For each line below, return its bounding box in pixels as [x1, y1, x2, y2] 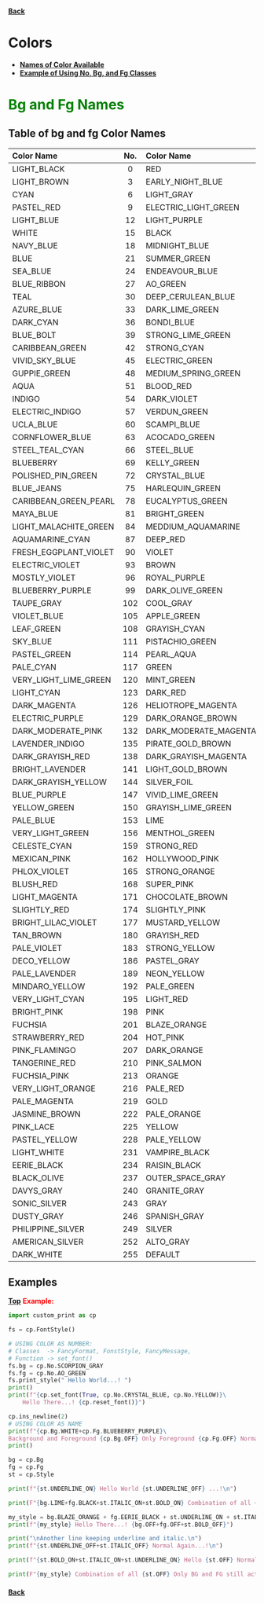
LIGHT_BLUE [12, 215, 60, 226]
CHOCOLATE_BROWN [145, 891, 229, 902]
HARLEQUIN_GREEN [145, 483, 222, 494]
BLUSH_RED [12, 879, 58, 890]
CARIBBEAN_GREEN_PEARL [12, 495, 115, 506]
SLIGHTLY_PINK [145, 904, 207, 915]
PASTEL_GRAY [145, 955, 200, 966]
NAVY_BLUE [12, 240, 58, 251]
